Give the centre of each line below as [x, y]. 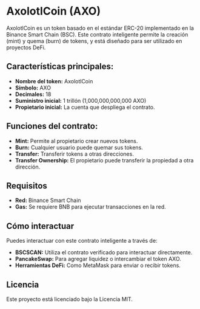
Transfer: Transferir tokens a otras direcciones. [75, 154]
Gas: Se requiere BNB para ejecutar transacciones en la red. [91, 207]
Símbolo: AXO [33, 88]
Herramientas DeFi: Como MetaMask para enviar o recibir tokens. [98, 265]
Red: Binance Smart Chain [48, 200]
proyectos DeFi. [26, 47]
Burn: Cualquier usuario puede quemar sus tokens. [79, 147]
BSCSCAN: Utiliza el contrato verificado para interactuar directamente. [104, 252]
